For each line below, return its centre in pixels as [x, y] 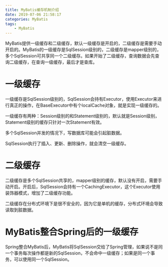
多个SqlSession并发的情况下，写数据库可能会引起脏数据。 [65, 133]
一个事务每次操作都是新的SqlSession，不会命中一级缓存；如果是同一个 [78, 253]
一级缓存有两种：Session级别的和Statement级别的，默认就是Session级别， [82, 116]
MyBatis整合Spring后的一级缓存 [72, 232]
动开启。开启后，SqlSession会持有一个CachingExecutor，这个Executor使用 [83, 187]
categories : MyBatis [27, 19]
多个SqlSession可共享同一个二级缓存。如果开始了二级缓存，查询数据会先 [80, 56]
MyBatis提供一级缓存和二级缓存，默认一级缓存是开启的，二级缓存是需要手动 [84, 44]
